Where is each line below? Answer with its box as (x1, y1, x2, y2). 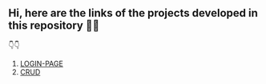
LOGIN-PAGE (19, 59, 64, 68)
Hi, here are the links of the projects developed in (8, 6, 259, 20)
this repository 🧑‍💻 (8, 19, 100, 32)
